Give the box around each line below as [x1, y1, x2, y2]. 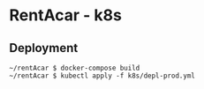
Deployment [9, 41, 79, 56]
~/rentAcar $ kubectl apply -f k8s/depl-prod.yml [9, 71, 196, 80]
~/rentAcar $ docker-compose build [9, 63, 140, 72]
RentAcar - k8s [9, 5, 122, 26]
